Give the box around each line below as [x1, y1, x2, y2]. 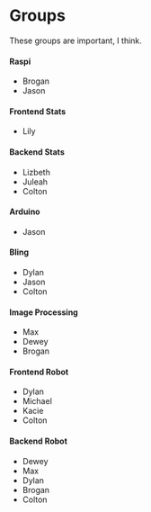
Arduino [9, 206, 40, 217]
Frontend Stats [9, 105, 67, 117]
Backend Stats [9, 146, 65, 157]
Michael [22, 396, 52, 407]
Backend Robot [9, 436, 67, 446]
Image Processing [9, 307, 78, 318]
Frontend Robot [9, 366, 69, 377]
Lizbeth [22, 166, 51, 177]
